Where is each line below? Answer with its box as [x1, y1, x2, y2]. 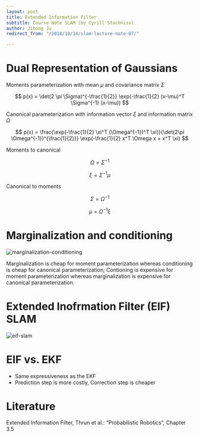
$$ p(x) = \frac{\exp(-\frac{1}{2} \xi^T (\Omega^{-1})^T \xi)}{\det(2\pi [15, 128, 185, 136]
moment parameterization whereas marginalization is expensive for [6, 272, 171, 279]
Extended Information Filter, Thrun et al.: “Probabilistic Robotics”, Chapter [6, 419, 186, 426]
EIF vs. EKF [6, 353, 62, 366]
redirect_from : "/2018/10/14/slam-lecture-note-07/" [6, 31, 140, 37]
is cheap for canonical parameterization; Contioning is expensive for [6, 266, 173, 273]
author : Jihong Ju [6, 25, 52, 32]
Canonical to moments [6, 183, 61, 190]
